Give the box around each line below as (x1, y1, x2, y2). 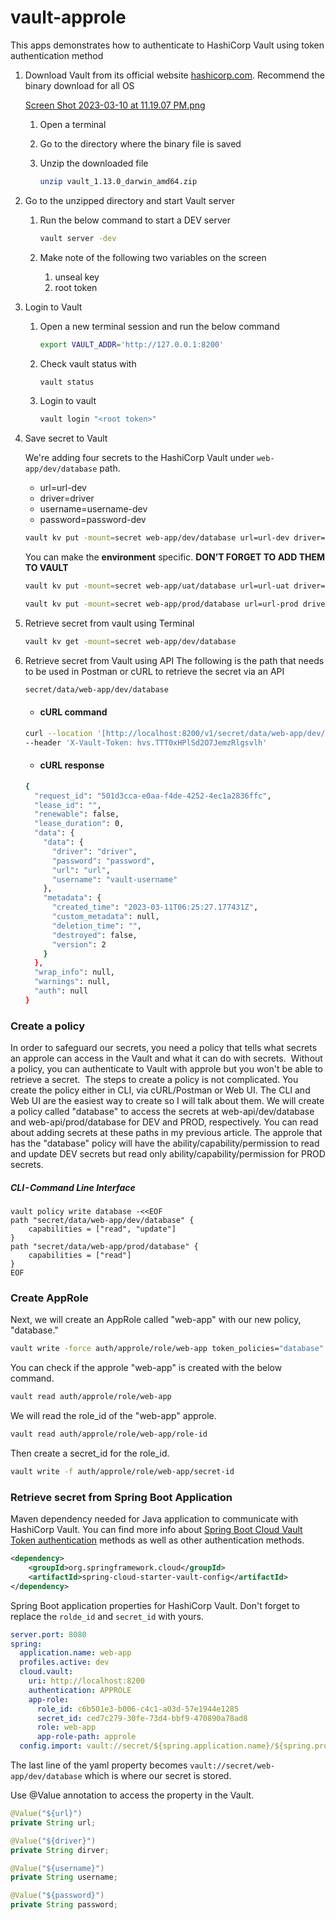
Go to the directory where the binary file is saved (39, 137, 242, 150)
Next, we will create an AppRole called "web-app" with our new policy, (10, 1314, 302, 1326)
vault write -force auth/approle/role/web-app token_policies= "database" (10, 1344, 325, 1354)
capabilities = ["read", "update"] (28, 1224, 177, 1235)
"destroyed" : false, (51, 930, 138, 940)
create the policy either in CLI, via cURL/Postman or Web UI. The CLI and (10, 1084, 311, 1096)
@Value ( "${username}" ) (10, 1863, 105, 1873)
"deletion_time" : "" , (51, 921, 142, 931)
